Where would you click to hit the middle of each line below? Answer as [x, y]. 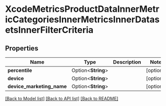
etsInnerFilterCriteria [49, 30]
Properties [22, 48]
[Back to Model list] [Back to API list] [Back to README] [62, 99]
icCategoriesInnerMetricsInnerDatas [82, 19]
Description [127, 62]
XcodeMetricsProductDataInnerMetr [82, 9]
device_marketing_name [37, 86]
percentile [20, 70]
